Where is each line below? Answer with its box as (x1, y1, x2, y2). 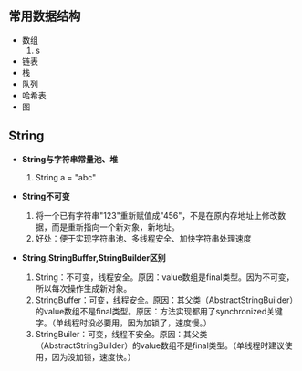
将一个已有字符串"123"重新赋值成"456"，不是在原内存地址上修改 (35, 210, 278, 221)
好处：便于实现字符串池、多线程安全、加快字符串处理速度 (35, 232, 252, 243)
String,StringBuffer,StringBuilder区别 (21, 252, 166, 263)
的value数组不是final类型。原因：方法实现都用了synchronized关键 (35, 305, 284, 316)
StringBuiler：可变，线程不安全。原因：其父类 (35, 328, 208, 339)
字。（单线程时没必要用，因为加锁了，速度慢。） (35, 317, 212, 328)
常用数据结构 (8, 8, 81, 25)
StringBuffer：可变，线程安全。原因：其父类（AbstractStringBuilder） (35, 294, 294, 305)
